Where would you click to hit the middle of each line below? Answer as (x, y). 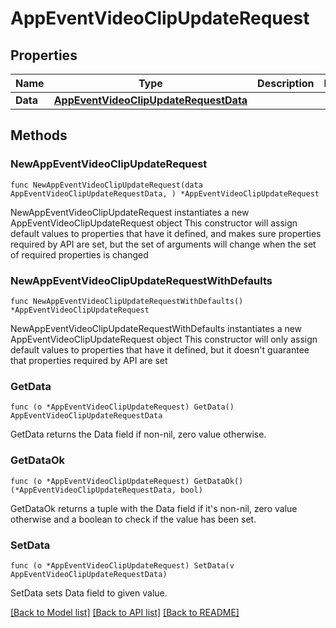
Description (286, 83)
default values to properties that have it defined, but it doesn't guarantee (160, 349)
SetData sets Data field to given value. (89, 593)
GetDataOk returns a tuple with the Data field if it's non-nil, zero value (154, 508)
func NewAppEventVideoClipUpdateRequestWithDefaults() (127, 301)
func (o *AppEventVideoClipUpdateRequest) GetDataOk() (127, 481)
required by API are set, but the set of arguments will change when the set (163, 244)
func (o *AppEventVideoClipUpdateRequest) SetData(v (122, 565)
